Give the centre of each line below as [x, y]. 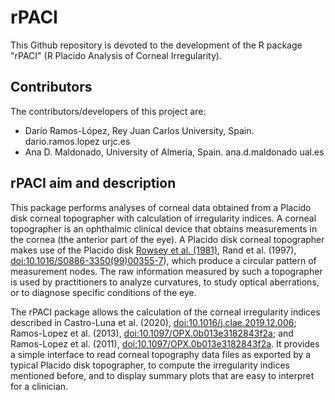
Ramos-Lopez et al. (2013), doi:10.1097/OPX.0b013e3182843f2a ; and [152, 333]
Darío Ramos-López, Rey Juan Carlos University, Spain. [139, 130]
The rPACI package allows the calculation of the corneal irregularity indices [165, 312]
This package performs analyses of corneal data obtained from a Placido [161, 207]
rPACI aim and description [93, 183]
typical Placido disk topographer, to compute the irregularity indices [150, 365]
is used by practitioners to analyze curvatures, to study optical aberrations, [165, 282]
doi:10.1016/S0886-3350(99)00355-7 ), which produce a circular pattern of [163, 260]
